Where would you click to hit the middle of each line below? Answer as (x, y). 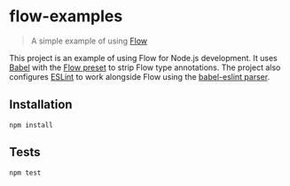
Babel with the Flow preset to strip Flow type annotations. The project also (145, 67)
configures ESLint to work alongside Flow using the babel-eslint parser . (140, 76)
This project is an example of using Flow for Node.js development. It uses (143, 58)
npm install (31, 125)
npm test (25, 173)
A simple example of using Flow (89, 41)
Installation (41, 105)
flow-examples (66, 16)
